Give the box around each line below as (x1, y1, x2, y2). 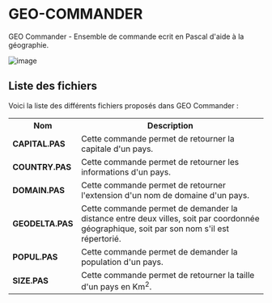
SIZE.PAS (12, 276, 49, 287)
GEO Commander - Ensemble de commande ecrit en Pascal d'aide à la (8, 32, 244, 41)
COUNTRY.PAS (12, 161, 71, 172)
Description (147, 120, 194, 131)
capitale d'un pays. (80, 143, 154, 154)
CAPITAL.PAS (12, 138, 66, 149)
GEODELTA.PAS (12, 217, 74, 229)
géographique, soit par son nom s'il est (80, 223, 229, 234)
